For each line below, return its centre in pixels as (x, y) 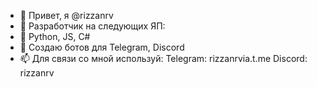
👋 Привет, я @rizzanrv (66, 15)
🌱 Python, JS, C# (55, 36)
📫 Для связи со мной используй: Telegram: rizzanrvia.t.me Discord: (163, 58)
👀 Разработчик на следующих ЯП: (92, 26)
